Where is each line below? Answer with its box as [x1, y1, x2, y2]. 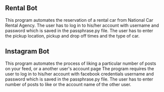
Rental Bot [5, 4, 38, 12]
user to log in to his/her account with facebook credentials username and [5, 71, 154, 77]
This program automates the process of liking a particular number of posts [5, 60, 157, 66]
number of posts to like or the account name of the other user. [5, 81, 131, 87]
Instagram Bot [5, 47, 50, 56]
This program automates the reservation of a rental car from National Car [5, 17, 154, 23]
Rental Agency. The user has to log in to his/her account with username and [5, 22, 159, 28]
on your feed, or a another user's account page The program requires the [5, 65, 154, 71]
